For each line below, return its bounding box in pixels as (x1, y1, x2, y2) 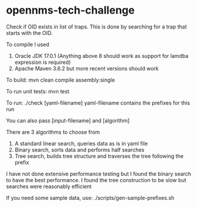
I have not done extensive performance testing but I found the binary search (6, 170, 192, 177)
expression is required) (14, 59, 71, 66)
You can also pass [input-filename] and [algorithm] (6, 117, 130, 124)
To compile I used (6, 41, 50, 48)
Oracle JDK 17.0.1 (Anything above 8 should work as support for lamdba (14, 52, 189, 59)
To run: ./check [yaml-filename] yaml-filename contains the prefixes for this (6, 99, 191, 106)
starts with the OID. (6, 29, 53, 36)
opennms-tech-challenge (6, 4, 135, 17)
